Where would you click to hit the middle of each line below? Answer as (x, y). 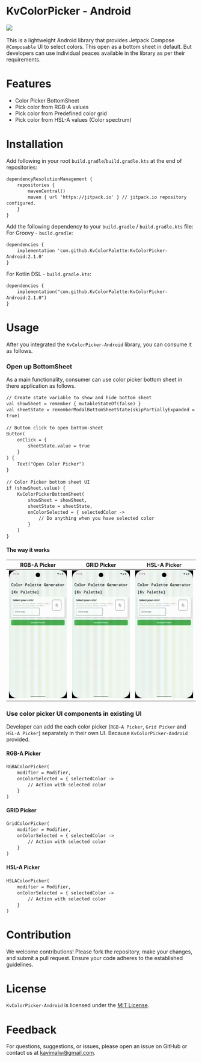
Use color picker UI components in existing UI (74, 713)
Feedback (32, 1030)
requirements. (23, 59)
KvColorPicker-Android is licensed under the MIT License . (78, 1005)
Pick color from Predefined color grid (61, 113)
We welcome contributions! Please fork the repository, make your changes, (99, 952)
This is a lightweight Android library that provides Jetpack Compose (90, 40)
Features (29, 84)
